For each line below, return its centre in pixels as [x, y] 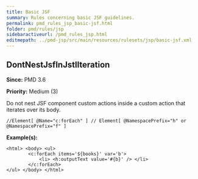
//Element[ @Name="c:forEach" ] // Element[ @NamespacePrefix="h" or [97, 121]
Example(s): [22, 137]
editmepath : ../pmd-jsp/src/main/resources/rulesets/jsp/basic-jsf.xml [99, 40]
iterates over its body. [34, 110]
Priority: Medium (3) [32, 91]
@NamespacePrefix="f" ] [37, 126]
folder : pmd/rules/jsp [35, 29]
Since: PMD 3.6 [26, 79]
